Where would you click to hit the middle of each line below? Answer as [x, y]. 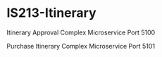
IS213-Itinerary [51, 13]
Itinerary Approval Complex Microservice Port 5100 [81, 32]
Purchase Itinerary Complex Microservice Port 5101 [81, 46]
